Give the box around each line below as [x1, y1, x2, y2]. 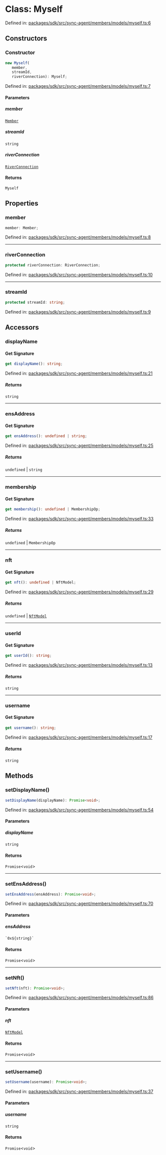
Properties [5, 199, 39, 208]
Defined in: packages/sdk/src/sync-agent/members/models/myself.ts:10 [5, 271, 153, 277]
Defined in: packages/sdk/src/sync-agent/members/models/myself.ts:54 [5, 807, 154, 813]
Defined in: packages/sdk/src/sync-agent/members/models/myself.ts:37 [5, 1089, 154, 1094]
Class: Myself [5, 3, 63, 15]
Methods [5, 771, 34, 780]
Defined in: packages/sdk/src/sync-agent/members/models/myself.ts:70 [5, 900, 154, 906]
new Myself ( [5, 61, 30, 65]
